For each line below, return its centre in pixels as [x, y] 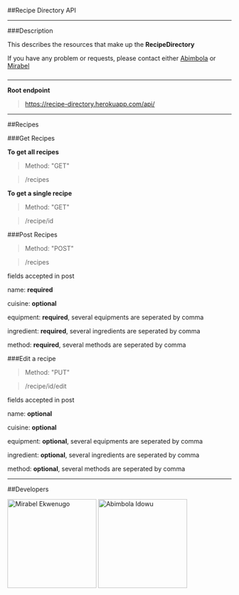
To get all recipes [33, 151]
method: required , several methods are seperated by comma [97, 345]
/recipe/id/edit [46, 386]
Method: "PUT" [47, 372]
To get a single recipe [40, 193]
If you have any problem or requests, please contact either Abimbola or [112, 58]
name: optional [30, 413]
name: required [30, 289]
